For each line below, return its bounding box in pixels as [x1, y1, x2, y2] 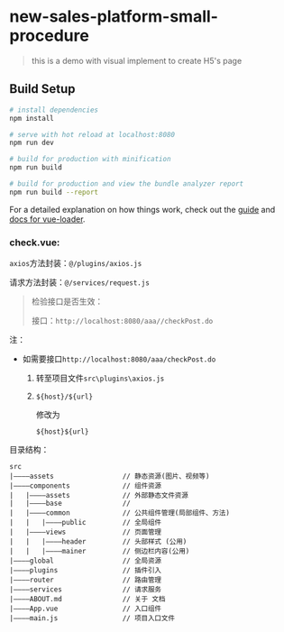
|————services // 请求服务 [9, 585, 162, 594]
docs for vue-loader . [9, 214, 86, 224]
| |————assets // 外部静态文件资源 [9, 491, 189, 500]
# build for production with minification [9, 155, 171, 164]
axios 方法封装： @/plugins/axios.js [9, 258, 142, 269]
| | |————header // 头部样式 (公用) [9, 537, 188, 546]
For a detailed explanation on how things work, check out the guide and [9, 204, 276, 215]
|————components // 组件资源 [9, 481, 162, 490]
